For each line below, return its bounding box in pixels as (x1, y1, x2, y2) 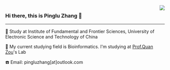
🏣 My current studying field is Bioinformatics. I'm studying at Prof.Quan (5, 44, 153, 50)
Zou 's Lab (5, 49, 26, 55)
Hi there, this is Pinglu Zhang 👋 (5, 12, 82, 19)
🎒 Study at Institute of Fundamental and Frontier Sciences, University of (5, 28, 155, 34)
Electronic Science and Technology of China (5, 34, 98, 40)
